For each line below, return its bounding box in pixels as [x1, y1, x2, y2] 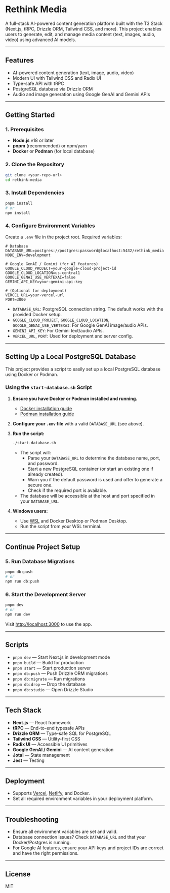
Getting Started [5, 111, 55, 119]
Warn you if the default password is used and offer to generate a [27, 476, 163, 482]
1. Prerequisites [5, 126, 44, 133]
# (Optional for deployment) [5, 288, 67, 293]
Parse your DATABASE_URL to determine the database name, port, [27, 455, 160, 461]
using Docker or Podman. [5, 371, 58, 377]
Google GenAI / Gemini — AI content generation [12, 746, 114, 753]
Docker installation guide [20, 405, 72, 411]
